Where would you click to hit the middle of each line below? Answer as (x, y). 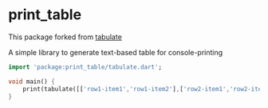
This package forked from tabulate (65, 37)
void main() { (32, 82)
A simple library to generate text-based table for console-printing (116, 52)
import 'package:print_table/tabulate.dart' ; (85, 67)
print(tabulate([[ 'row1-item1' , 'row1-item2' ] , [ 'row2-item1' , (126, 89)
